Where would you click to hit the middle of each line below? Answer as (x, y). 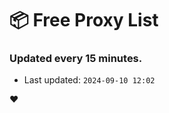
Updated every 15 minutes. (76, 59)
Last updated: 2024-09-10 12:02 (89, 80)
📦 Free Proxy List (84, 20)
